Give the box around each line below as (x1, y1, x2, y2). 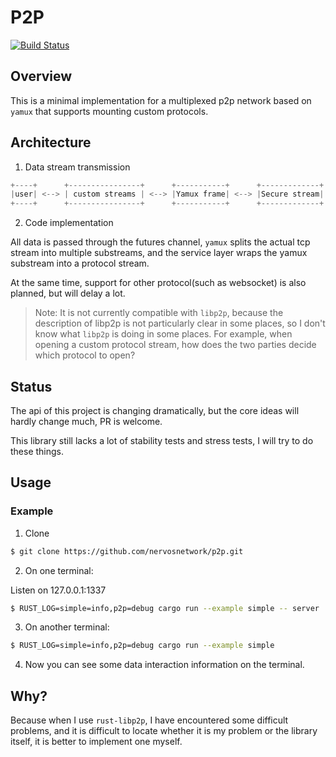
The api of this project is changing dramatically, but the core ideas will (10, 405, 300, 416)
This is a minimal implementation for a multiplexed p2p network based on (10, 94, 312, 106)
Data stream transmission (24, 161, 131, 173)
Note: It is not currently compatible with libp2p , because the (34, 307, 284, 319)
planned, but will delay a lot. (10, 287, 126, 300)
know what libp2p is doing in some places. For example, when (34, 328, 293, 340)
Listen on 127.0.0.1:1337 (10, 584, 107, 596)
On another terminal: (24, 621, 110, 633)
